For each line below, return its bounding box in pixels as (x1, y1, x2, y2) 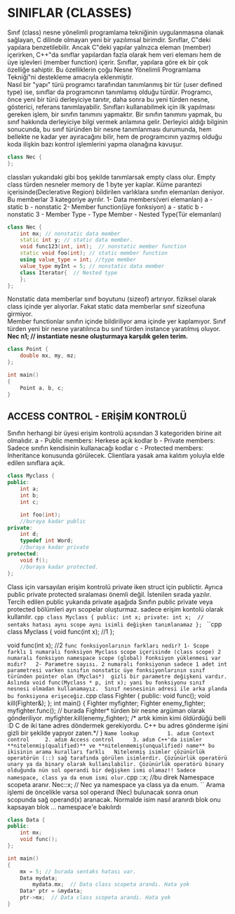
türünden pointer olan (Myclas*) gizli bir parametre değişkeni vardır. (7, 673, 228, 680)
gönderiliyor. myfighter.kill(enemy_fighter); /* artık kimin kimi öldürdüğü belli (7, 713, 227, 722)
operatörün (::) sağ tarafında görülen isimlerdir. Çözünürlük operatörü (7, 754, 228, 762)
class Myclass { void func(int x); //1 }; (7, 627, 114, 636)
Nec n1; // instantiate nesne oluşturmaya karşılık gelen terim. (7, 332, 188, 341)
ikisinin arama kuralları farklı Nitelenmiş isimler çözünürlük (7, 748, 206, 755)
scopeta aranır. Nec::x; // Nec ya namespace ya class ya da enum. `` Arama (7, 780, 225, 788)
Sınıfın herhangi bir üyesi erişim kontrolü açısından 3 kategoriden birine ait (7, 429, 222, 438)
